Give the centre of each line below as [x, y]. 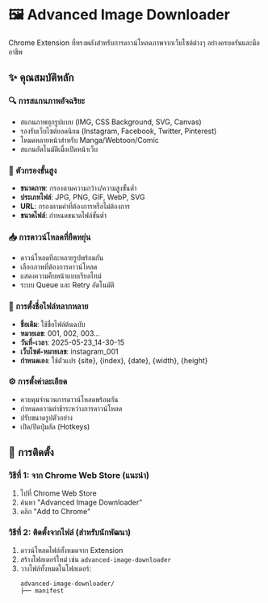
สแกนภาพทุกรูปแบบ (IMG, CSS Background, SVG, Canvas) [111, 122]
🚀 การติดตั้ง [31, 452]
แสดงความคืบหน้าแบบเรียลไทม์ [61, 276]
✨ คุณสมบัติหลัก [41, 78]
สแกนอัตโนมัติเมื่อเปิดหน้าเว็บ [59, 149]
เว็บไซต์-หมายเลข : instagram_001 [69, 351]
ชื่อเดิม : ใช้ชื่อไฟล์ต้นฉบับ [53, 324]
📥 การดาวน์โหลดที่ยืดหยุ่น [50, 237]
